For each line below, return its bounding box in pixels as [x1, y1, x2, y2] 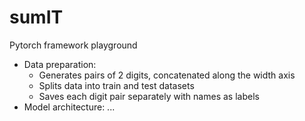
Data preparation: [23, 58, 97, 70]
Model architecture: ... [23, 101, 116, 113]
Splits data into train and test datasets [38, 79, 195, 91]
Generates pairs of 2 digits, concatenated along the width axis [38, 69, 296, 81]
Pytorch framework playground [9, 39, 138, 51]
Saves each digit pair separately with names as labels [38, 90, 260, 102]
